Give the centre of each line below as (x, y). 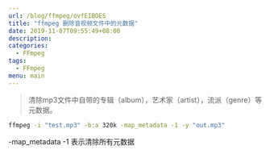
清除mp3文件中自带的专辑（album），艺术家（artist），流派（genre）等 (145, 100)
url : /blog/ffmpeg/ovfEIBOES (57, 16)
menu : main (27, 76)
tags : (17, 61)
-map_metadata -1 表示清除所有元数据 (71, 141)
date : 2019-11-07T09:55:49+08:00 (64, 31)
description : (30, 38)
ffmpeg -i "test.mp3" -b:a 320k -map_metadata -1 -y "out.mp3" (117, 125)
